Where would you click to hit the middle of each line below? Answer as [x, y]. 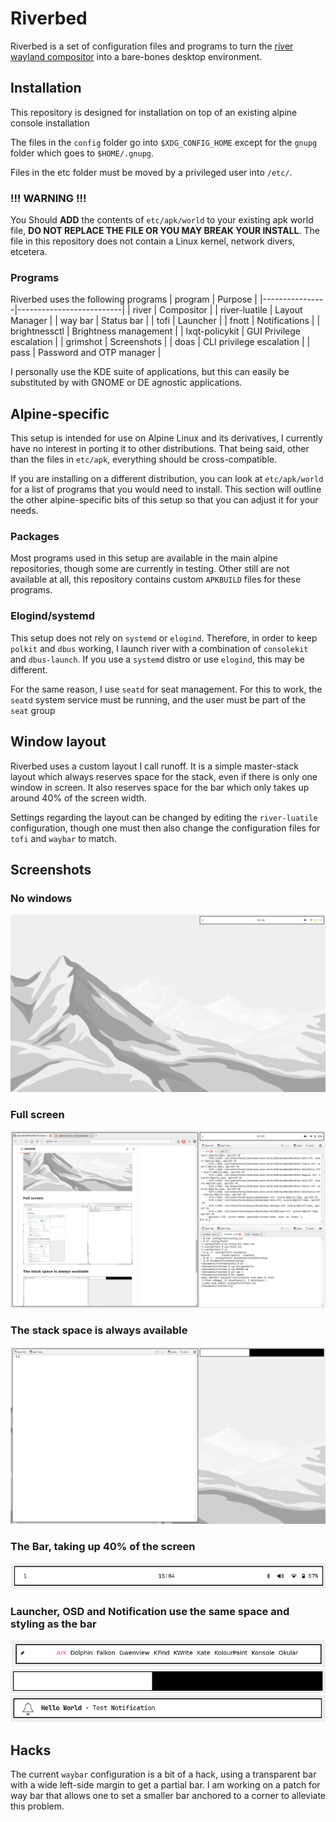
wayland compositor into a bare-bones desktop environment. [136, 56]
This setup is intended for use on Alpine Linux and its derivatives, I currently [166, 438]
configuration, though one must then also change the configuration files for [165, 828]
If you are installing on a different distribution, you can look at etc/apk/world [167, 479]
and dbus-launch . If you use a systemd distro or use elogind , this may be [157, 659]
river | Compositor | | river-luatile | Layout [217, 310]
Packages [35, 537]
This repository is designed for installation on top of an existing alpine [154, 112]
